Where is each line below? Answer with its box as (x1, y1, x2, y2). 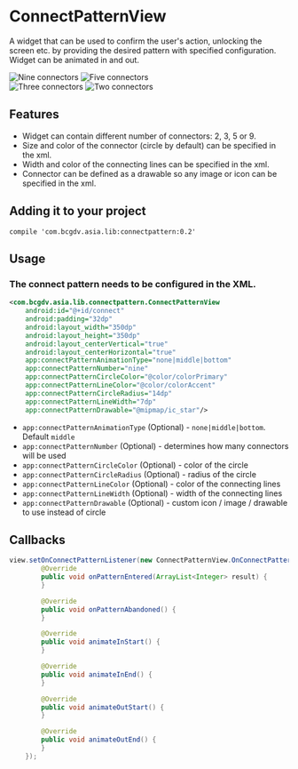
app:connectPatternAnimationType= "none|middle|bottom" (25, 356, 232, 365)
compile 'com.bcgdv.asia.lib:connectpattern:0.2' (9, 227, 197, 236)
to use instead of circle (21, 507, 106, 517)
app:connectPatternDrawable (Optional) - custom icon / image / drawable (21, 497, 288, 508)
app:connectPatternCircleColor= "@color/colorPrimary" (25, 372, 228, 381)
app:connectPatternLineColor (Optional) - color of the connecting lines (21, 478, 281, 489)
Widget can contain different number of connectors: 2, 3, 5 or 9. (21, 131, 257, 141)
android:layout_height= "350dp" (25, 331, 141, 340)
